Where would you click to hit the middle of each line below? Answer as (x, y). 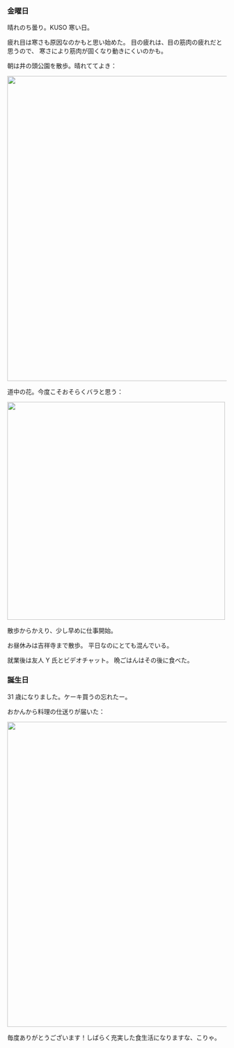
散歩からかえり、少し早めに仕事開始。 (62, 631)
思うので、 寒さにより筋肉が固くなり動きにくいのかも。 (87, 51)
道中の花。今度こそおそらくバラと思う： (65, 392)
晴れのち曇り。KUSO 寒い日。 (50, 28)
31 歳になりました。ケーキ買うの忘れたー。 (69, 697)
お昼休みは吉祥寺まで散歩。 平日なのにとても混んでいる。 (90, 646)
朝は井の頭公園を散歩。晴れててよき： (62, 66)
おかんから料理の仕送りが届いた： (56, 711)
